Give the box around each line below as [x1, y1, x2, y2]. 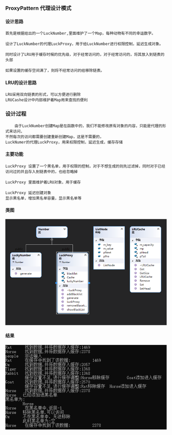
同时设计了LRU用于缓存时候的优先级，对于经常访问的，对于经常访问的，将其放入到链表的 [5, 52, 165, 57]
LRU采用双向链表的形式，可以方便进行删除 [5, 92, 81, 97]
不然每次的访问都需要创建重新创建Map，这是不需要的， [5, 134, 104, 139]
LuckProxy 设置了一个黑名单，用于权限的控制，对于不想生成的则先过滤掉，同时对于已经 [5, 163, 165, 169]
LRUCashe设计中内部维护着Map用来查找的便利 [5, 97, 88, 103]
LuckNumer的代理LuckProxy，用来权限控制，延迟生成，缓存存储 [5, 139, 123, 144]
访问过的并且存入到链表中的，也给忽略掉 [5, 169, 78, 174]
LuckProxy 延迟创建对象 [5, 190, 51, 195]
